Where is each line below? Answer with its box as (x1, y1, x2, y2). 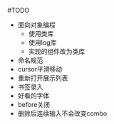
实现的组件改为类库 (28, 47, 85, 55)
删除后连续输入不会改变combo (17, 109, 108, 118)
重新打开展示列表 (17, 74, 68, 82)
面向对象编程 (17, 21, 56, 29)
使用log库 (28, 38, 57, 47)
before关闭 (17, 101, 50, 108)
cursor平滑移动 (17, 65, 63, 73)
